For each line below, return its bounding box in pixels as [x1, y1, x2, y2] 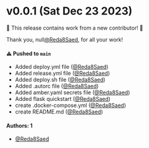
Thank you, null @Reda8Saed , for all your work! [6, 36, 124, 43]
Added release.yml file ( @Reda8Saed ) [14, 69, 110, 77]
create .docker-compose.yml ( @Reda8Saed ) [14, 101, 127, 109]
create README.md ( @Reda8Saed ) [14, 108, 103, 115]
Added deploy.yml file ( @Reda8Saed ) [14, 63, 109, 71]
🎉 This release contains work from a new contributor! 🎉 [6, 24, 144, 31]
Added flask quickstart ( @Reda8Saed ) [14, 95, 110, 103]
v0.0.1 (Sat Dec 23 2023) [6, 4, 133, 18]
